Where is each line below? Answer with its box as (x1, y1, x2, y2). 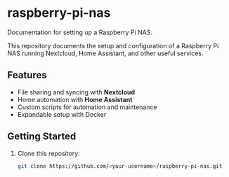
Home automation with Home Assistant (17, 95, 133, 104)
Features (7, 69, 47, 81)
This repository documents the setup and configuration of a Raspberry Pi (7, 41, 219, 50)
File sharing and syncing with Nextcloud (17, 87, 136, 96)
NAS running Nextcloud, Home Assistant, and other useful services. (7, 49, 204, 57)
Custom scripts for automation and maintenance (17, 103, 157, 111)
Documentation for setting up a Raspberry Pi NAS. (7, 28, 153, 36)
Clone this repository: (17, 149, 80, 157)
